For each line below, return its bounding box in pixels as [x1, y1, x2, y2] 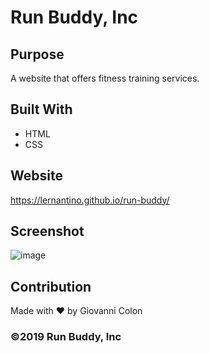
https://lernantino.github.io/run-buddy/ [10, 194, 170, 206]
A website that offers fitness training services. [10, 72, 200, 84]
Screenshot [10, 223, 85, 240]
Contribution [10, 278, 92, 295]
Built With [10, 101, 73, 118]
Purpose [10, 46, 65, 63]
